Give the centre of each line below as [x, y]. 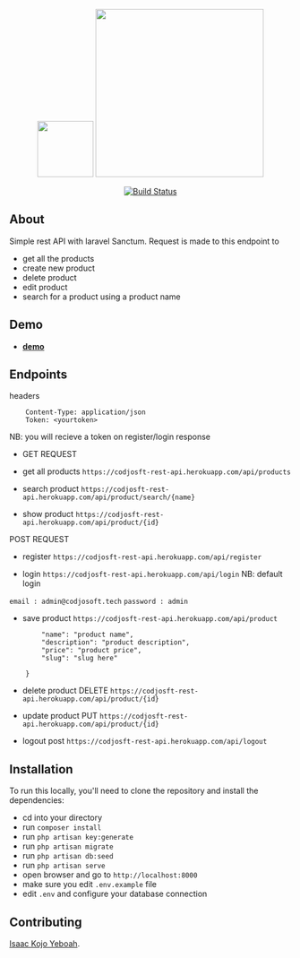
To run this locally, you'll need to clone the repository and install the [134, 791]
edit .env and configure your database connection [115, 894]
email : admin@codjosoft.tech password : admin [99, 602]
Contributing [46, 922]
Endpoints [39, 375]
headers [25, 396]
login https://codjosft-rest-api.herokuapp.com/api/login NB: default [153, 574]
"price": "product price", [92, 651]
